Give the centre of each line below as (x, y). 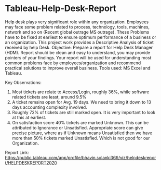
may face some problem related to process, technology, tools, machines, (77, 27)
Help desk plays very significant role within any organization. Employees (77, 22)
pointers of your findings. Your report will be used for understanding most (78, 57)
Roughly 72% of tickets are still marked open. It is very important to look (84, 112)
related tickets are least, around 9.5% (49, 97)
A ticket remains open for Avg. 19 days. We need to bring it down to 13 (81, 102)
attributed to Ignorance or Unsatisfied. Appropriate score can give (77, 127)
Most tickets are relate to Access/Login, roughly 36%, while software (80, 92)
